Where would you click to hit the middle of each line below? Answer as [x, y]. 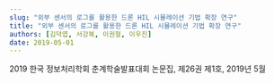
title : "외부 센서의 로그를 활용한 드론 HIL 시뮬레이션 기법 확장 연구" [125, 26]
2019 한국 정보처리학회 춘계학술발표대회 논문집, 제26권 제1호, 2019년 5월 [138, 69]
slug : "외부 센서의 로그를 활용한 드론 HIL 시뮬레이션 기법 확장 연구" [124, 17]
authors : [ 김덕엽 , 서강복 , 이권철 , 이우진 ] [81, 34]
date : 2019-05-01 [42, 42]
